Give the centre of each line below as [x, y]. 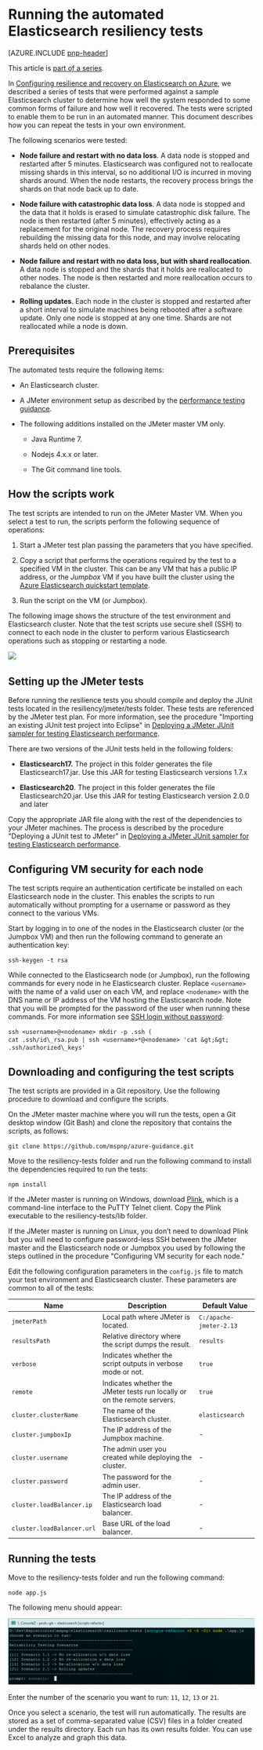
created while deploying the [147, 1457]
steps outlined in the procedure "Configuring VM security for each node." [126, 1256]
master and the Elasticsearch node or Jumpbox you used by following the [127, 1248]
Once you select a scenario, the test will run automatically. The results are [127, 1712]
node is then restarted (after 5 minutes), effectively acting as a [120, 221]
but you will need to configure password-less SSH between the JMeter [122, 1239]
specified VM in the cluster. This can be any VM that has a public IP [128, 568]
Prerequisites [41, 351]
